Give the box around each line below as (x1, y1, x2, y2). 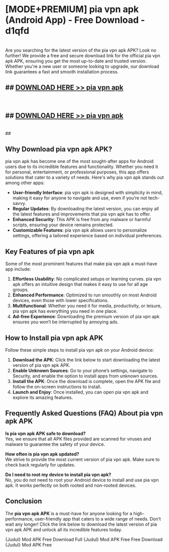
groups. (12, 287, 29, 293)
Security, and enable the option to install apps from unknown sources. (12, 373, 158, 379)
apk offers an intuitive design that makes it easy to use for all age (12, 281, 148, 287)
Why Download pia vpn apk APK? (5, 145, 112, 153)
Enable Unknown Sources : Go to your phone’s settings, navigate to (12, 368, 153, 373)
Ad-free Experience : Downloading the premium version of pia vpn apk (12, 314, 160, 320)
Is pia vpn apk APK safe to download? (5, 430, 86, 436)
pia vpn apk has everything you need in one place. (12, 308, 118, 314)
